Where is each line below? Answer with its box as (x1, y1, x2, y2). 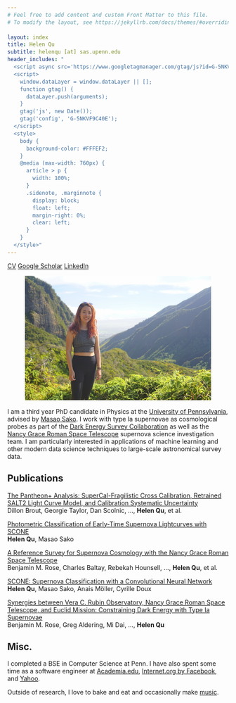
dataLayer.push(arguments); (25, 93, 109, 100)
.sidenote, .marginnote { (25, 189, 102, 196)
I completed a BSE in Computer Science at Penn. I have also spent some (7, 659, 216, 668)
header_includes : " (7, 56, 65, 63)
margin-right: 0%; (32, 212, 86, 219)
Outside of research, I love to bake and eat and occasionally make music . (7, 688, 219, 697)
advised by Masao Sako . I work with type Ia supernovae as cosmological (7, 414, 218, 423)
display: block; (32, 197, 80, 204)
